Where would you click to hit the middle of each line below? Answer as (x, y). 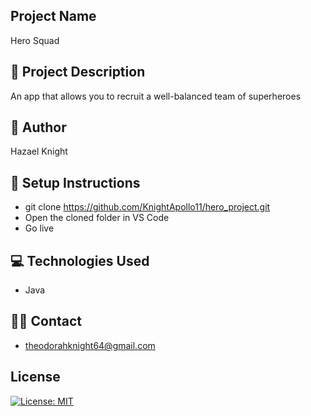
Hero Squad (35, 40)
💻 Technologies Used (80, 260)
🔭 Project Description (78, 72)
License (35, 377)
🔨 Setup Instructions (75, 182)
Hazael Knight (39, 151)
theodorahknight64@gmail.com (90, 345)
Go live (39, 228)
